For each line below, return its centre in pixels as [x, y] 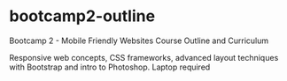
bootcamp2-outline [82, 16]
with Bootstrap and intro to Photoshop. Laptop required [110, 67]
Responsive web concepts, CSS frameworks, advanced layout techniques [144, 57]
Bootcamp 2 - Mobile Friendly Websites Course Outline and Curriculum [139, 40]
